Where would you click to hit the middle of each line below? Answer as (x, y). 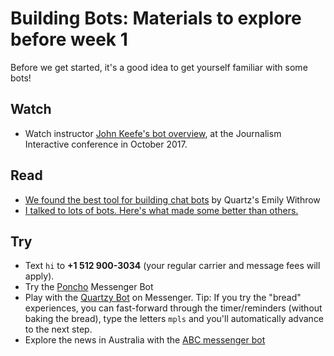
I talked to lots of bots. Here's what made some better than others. (161, 210)
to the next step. (58, 329)
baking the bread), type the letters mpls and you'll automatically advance (174, 319)
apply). (39, 276)
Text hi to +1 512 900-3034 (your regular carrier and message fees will (172, 266)
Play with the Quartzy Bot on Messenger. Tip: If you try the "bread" (163, 298)
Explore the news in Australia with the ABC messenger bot (145, 340)
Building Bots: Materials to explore (156, 18)
